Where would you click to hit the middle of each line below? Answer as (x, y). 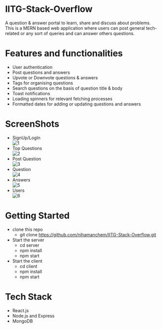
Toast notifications (31, 93)
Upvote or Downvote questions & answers (55, 77)
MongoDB (22, 321)
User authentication (32, 67)
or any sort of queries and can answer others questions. (78, 33)
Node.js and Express (33, 316)
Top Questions (27, 148)
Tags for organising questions (42, 83)
